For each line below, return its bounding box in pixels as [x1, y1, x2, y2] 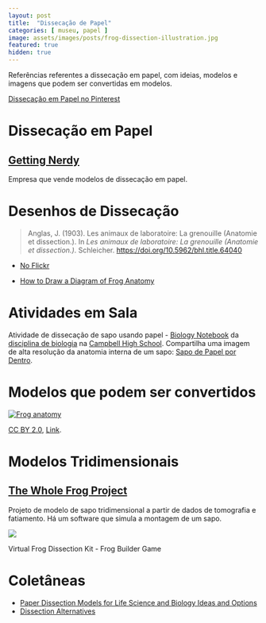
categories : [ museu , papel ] [8, 26, 109, 34]
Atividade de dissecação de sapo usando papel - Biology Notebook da [8, 330, 240, 340]
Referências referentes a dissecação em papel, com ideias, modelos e [8, 71, 238, 79]
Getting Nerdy [8, 153, 80, 167]
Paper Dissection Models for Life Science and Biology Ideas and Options [19, 598, 258, 607]
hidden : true [8, 48, 52, 56]
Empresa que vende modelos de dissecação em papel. [8, 175, 188, 183]
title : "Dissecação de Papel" [8, 19, 112, 27]
